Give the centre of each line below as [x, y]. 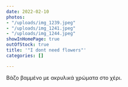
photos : [16, 17]
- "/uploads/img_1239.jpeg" [41, 22]
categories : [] [25, 56]
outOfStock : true [28, 45]
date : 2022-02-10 [28, 12]
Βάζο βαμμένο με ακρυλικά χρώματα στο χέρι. [64, 78]
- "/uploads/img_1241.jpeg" [41, 28]
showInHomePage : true [33, 39]
